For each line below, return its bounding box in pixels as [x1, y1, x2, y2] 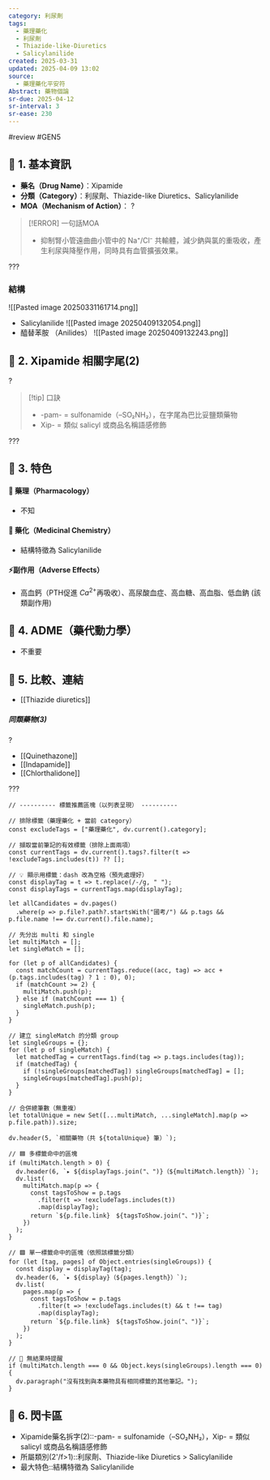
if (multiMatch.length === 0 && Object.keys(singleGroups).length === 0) [8, 1362, 264, 1371]
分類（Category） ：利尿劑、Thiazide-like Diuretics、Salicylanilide [19, 191, 239, 200]
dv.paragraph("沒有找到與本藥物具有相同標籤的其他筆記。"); [15, 1378, 199, 1386]
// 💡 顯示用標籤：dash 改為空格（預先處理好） [8, 871, 148, 880]
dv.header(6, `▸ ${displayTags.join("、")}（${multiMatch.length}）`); [15, 1168, 259, 1176]
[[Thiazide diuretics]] [19, 695, 91, 705]
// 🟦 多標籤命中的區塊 [8, 1150, 78, 1158]
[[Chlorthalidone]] [19, 768, 80, 779]
